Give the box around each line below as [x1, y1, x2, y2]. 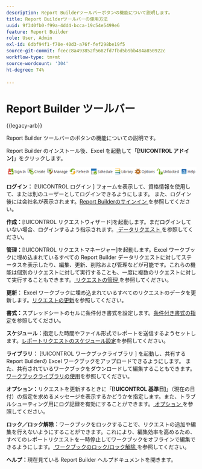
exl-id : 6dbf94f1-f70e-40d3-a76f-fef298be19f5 [6, 42, 125, 48]
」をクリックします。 [13, 155, 66, 162]
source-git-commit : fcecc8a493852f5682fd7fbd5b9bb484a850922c [6, 48, 166, 54]
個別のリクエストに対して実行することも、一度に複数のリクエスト [16, 269, 181, 276]
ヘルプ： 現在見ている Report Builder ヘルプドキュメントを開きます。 [6, 456, 177, 464]
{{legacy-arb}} [6, 122, 43, 129]
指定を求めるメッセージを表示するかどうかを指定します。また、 [22, 393, 180, 400]
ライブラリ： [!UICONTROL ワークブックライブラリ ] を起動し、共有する [6, 350, 186, 358]
